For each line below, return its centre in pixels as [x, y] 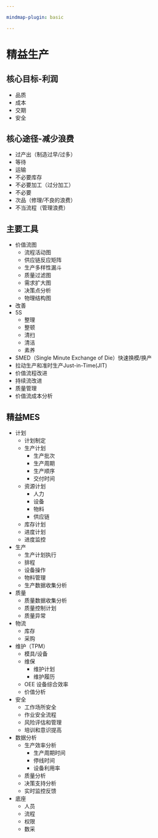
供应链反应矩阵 [43, 260]
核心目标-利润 [32, 79]
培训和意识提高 [43, 730]
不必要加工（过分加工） [44, 185]
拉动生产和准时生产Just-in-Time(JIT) [61, 366]
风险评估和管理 [43, 722]
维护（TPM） [32, 646]
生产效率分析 [40, 745]
